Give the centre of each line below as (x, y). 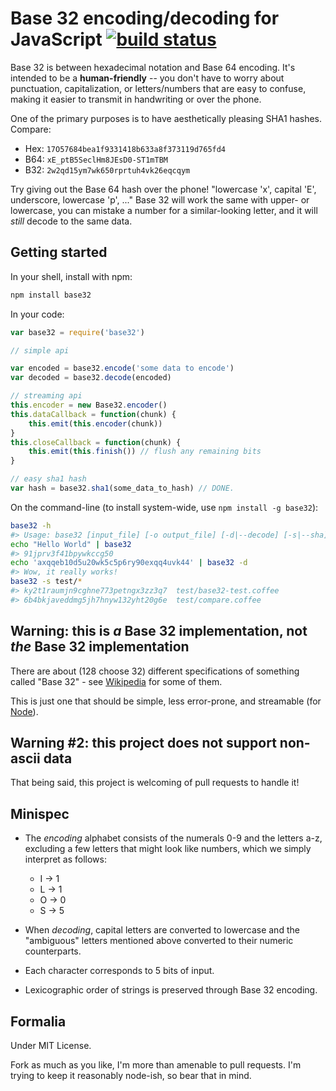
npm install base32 (51, 295)
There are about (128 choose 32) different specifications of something (155, 671)
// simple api (40, 350)
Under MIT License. (51, 1045)
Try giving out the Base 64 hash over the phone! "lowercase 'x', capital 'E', (163, 189)
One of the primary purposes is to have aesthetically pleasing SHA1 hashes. (166, 118)
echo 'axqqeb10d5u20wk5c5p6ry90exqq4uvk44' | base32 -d (129, 563)
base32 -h (31, 525)
